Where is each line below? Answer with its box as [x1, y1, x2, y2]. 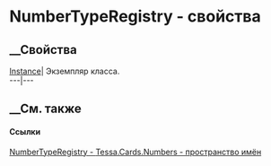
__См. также [9, 101, 83, 117]
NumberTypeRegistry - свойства [9, 6, 262, 27]
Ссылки [9, 126, 41, 136]
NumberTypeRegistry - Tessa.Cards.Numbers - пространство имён [9, 146, 262, 157]
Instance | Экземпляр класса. [9, 66, 120, 76]
